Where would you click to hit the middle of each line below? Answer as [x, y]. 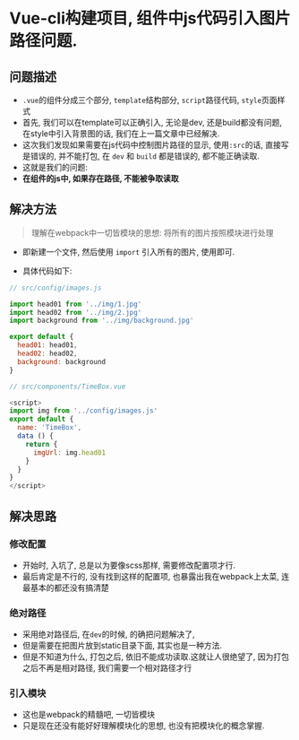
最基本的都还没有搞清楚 [65, 588]
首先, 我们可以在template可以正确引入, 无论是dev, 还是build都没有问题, [152, 122]
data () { [35, 436]
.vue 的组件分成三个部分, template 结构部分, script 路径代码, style [142, 100]
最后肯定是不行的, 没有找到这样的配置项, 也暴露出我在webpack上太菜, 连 [155, 576]
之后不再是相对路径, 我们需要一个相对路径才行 [107, 668]
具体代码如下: [47, 271]
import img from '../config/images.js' [84, 411]
